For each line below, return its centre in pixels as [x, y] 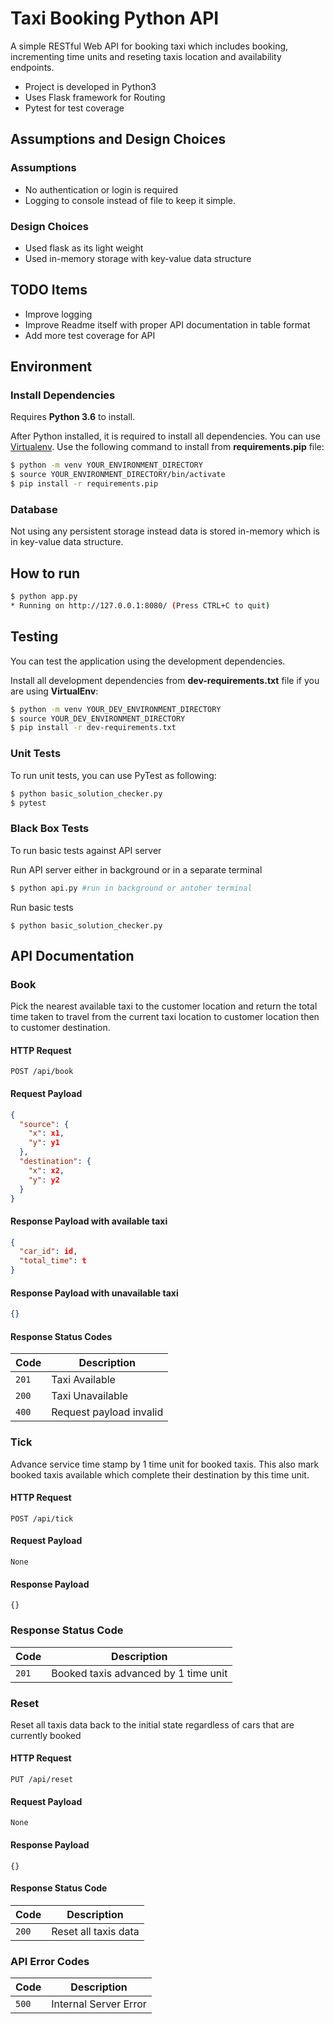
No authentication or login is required [101, 189]
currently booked [46, 1735]
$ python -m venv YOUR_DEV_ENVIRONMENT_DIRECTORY [116, 709]
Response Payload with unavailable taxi [94, 1293]
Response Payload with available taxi [89, 1221]
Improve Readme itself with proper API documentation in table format [167, 324]
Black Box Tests [50, 829]
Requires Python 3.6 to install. [73, 417]
